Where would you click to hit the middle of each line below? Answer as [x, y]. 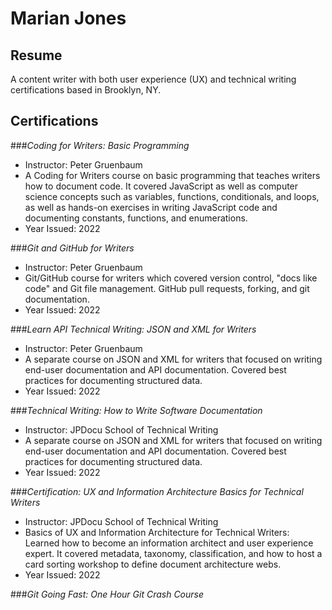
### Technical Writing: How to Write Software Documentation [136, 410]
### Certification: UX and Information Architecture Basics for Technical [157, 491]
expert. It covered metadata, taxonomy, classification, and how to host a [173, 553]
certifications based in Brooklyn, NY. [86, 90]
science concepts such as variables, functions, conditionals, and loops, [172, 196]
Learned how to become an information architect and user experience [169, 543]
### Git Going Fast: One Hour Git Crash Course [107, 594]
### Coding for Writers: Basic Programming [100, 145]
